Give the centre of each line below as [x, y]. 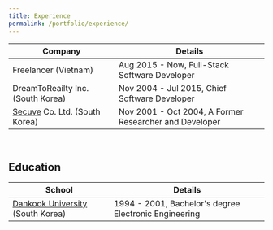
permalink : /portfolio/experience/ [69, 24]
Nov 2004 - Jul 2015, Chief [173, 88]
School [59, 190]
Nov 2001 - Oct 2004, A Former [181, 111]
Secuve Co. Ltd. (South [56, 111]
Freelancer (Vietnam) [53, 70]
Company [61, 51]
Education [35, 167]
